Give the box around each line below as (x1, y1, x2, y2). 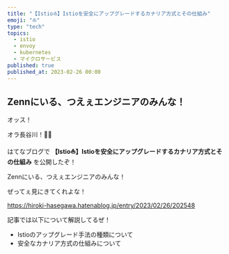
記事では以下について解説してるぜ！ (7, 216, 111, 224)
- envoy (13, 42, 36, 49)
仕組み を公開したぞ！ (13, 158, 77, 166)
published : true (7, 62, 54, 69)
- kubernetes (13, 49, 52, 56)
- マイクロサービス (13, 56, 61, 63)
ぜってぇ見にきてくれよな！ (7, 187, 86, 196)
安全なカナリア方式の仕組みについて (17, 239, 122, 248)
